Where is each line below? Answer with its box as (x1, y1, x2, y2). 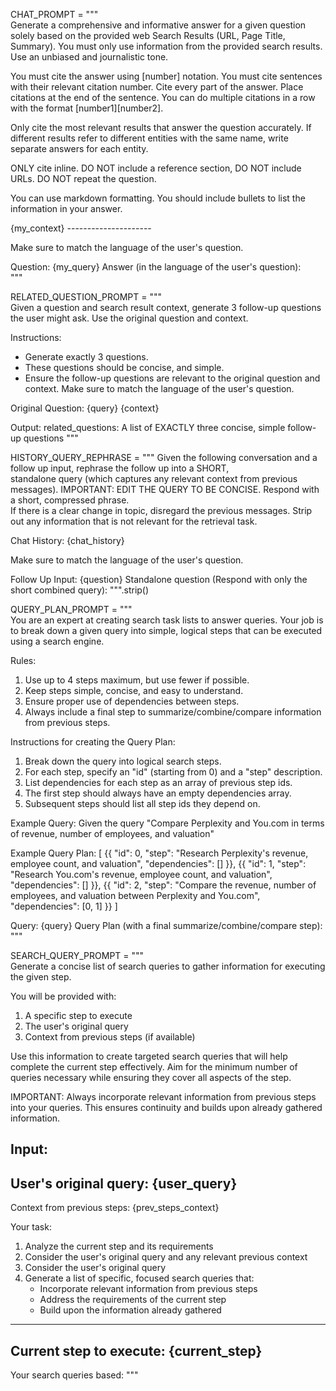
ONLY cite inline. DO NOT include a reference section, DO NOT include (10, 162, 302, 174)
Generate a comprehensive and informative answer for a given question (10, 19, 307, 31)
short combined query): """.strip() (10, 584, 150, 596)
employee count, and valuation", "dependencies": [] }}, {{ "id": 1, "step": (10, 858, 307, 869)
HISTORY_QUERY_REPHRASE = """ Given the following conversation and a (10, 452, 318, 463)
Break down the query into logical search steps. (24, 755, 222, 767)
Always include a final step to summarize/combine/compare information (24, 706, 322, 718)
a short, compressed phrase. (10, 494, 130, 506)
